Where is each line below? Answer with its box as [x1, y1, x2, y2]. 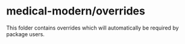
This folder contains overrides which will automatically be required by [6, 24, 179, 31]
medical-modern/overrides [6, 4, 146, 18]
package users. [6, 30, 45, 37]
